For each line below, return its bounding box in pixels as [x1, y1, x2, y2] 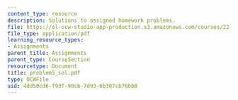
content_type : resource [7, 10, 78, 18]
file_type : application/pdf [7, 30, 91, 37]
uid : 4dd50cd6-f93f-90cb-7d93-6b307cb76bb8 [7, 82, 138, 89]
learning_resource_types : [7, 37, 84, 44]
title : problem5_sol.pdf [7, 69, 81, 76]
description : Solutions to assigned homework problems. [7, 17, 176, 24]
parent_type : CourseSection [7, 56, 91, 63]
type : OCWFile [7, 75, 50, 83]
